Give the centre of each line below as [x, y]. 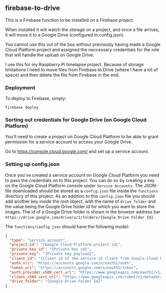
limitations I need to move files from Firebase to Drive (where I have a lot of [82, 70]
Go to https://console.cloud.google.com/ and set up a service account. [77, 151]
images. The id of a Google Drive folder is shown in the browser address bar [83, 212]
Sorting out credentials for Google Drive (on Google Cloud [76, 120]
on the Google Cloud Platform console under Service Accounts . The [74, 185]
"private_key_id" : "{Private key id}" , [51, 249]
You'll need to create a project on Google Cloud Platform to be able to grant [82, 137]
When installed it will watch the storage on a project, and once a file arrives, [82, 30]
